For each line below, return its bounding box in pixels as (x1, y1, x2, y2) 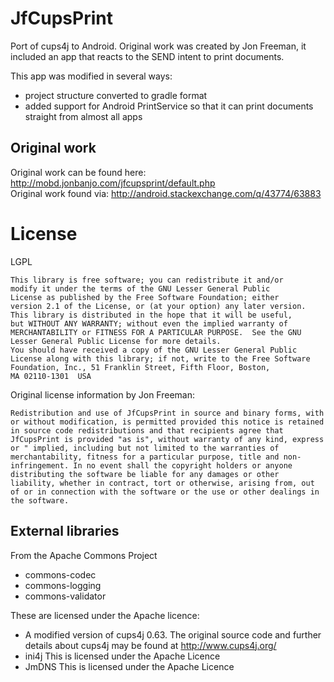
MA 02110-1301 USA (10, 371, 92, 381)
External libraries (10, 523, 120, 540)
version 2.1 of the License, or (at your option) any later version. (10, 301, 307, 311)
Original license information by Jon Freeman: (10, 388, 196, 401)
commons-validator (24, 590, 107, 602)
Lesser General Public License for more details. (10, 336, 222, 346)
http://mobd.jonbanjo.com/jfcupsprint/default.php (10, 177, 216, 189)
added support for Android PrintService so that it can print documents (24, 100, 314, 112)
